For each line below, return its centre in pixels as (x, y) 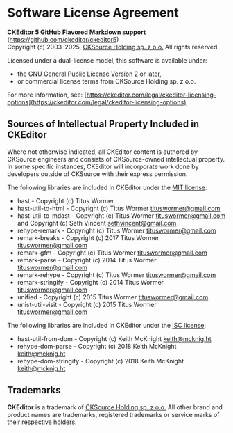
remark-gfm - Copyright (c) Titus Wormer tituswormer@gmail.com (112, 253)
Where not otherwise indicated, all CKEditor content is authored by (103, 152)
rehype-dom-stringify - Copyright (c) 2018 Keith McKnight (100, 361)
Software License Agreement (93, 13)
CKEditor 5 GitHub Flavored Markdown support (77, 32)
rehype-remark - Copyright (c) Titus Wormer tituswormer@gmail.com (116, 230)
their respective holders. (42, 422)
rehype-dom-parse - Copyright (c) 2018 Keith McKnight (97, 346)
